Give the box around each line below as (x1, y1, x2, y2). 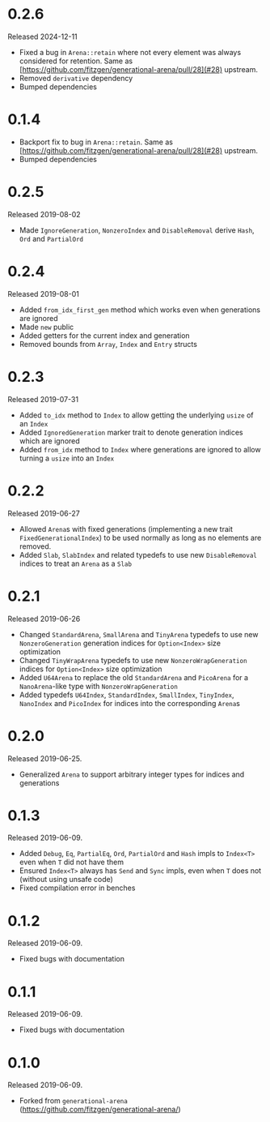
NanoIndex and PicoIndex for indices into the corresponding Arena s (19, 698, 240, 708)
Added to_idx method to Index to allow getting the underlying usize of (19, 410, 254, 420)
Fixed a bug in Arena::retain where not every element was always (19, 47, 242, 57)
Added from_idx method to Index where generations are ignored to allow (19, 444, 261, 454)
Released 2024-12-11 (7, 32, 78, 41)
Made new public (19, 322, 74, 332)
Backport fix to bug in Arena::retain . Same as (19, 137, 173, 147)
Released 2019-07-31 (7, 394, 78, 404)
